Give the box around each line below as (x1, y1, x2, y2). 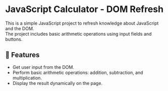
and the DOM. (5, 25, 34, 31)
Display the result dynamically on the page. (12, 80, 102, 86)
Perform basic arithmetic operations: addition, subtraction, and (12, 69, 143, 75)
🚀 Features (5, 51, 40, 59)
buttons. (5, 36, 23, 42)
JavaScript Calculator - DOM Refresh (5, 4, 164, 15)
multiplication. (12, 74, 42, 81)
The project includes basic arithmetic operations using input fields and (5, 31, 152, 37)
